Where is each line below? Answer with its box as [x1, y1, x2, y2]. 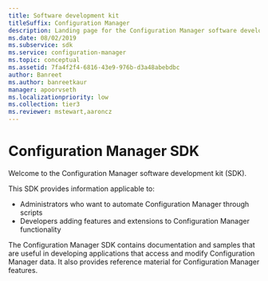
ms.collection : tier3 [8, 100, 81, 108]
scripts [19, 208, 43, 217]
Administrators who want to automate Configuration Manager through [19, 199, 250, 209]
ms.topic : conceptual [8, 57, 81, 64]
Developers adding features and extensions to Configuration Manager [19, 216, 250, 225]
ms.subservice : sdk [8, 41, 73, 49]
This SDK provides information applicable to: [8, 184, 156, 193]
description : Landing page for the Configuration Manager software [8, 26, 238, 34]
